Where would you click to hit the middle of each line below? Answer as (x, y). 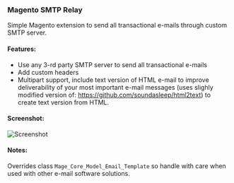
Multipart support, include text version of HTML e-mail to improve (113, 80)
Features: (22, 49)
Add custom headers (48, 72)
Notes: (18, 150)
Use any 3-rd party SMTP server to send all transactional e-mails (112, 64)
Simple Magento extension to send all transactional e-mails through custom (117, 25)
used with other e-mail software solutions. (69, 173)
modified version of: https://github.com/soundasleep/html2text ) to (114, 95)
